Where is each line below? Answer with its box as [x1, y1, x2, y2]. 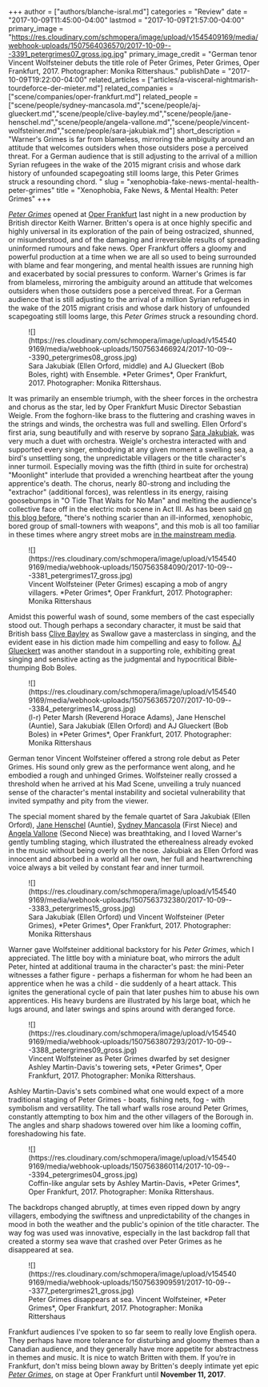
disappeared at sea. [8, 1245, 74, 1254]
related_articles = [89, 75, 146, 84]
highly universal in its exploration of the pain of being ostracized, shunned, [8, 227, 254, 235]
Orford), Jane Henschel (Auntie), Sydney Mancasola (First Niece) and [8, 820, 238, 830]
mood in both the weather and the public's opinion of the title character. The [8, 1220, 260, 1228]
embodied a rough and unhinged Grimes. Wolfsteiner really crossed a [8, 770, 238, 780]
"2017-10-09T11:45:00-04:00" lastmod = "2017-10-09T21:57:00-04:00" [8, 15, 245, 25]
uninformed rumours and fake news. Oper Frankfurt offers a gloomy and [8, 243, 246, 253]
